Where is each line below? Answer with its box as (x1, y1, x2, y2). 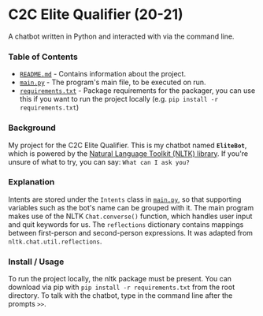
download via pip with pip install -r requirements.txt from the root (8, 282, 235, 292)
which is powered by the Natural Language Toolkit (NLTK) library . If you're (8, 148, 249, 158)
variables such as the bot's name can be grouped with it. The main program (8, 203, 254, 212)
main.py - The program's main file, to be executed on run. (19, 77, 206, 87)
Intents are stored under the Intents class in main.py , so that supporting (8, 195, 242, 204)
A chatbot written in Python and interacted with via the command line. (8, 32, 235, 41)
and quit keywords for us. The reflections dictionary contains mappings (8, 219, 244, 229)
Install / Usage (8, 256, 65, 267)
